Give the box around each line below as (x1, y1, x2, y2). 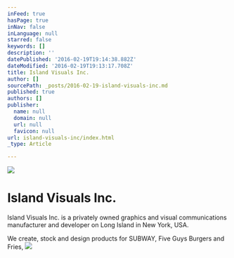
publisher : (7, 102, 39, 109)
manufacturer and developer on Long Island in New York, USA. (7, 221, 189, 229)
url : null (13, 121, 42, 128)
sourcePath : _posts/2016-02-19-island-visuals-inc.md (7, 82, 169, 89)
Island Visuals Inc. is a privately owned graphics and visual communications (7, 213, 227, 222)
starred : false (7, 36, 52, 43)
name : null (13, 108, 46, 115)
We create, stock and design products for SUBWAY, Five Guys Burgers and (7, 234, 225, 243)
